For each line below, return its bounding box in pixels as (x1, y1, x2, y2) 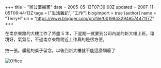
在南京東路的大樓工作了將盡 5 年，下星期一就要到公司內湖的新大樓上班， (5, 31, 150, 36)
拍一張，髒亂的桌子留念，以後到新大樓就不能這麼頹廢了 (5, 47, 115, 53)
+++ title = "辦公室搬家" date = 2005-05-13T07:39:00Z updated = (5, 4, 137, 10)
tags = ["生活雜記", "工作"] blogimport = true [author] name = (34, 10, 157, 16)
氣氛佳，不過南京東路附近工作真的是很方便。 (17, 36, 107, 42)
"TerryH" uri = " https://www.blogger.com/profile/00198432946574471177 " (5, 16, 154, 21)
